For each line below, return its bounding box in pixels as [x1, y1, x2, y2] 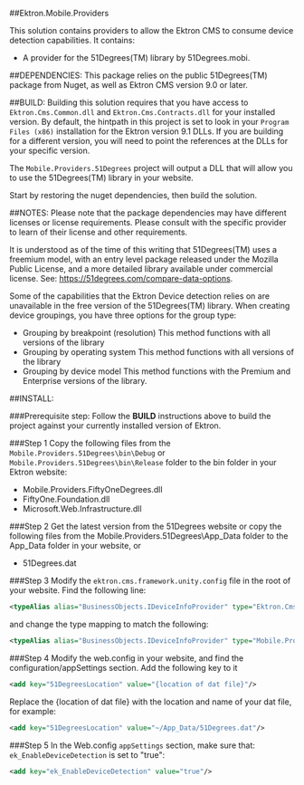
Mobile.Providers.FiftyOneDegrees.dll [22, 484, 163, 494]
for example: [9, 705, 57, 716]
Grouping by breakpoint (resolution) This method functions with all [22, 328, 271, 338]
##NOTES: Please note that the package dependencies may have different [9, 207, 287, 218]
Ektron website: [9, 466, 68, 477]
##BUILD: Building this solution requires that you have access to [9, 97, 249, 108]
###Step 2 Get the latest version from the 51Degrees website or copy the [9, 521, 282, 531]
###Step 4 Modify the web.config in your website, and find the [9, 652, 244, 664]
